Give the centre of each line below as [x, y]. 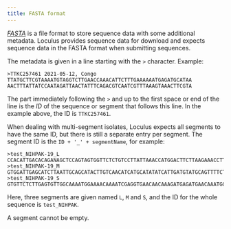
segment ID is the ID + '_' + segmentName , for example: [86, 141]
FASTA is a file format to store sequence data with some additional [101, 33]
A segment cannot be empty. [48, 217]
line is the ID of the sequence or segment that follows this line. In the [104, 106]
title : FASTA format [37, 13]
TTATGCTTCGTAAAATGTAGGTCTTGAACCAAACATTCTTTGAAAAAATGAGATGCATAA [100, 80]
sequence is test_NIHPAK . [43, 204]
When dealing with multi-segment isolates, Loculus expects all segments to [114, 127]
